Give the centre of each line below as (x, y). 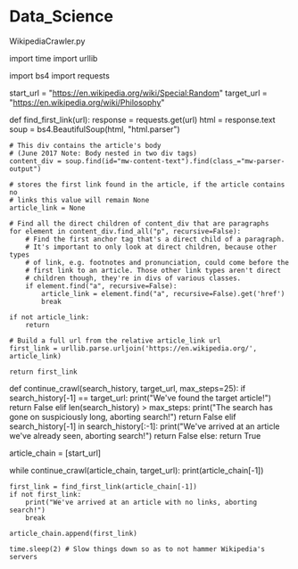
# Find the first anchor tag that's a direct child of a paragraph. (155, 239)
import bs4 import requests (59, 75)
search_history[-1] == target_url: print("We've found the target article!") (141, 398)
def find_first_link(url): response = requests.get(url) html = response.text (142, 120)
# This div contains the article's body (86, 145)
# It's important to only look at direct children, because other (151, 247)
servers (24, 557)
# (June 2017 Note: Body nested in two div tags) (103, 153)
